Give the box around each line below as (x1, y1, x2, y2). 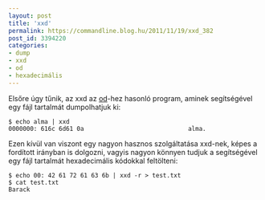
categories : (8, 42, 48, 50)
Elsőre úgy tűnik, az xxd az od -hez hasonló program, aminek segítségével (8, 93, 253, 103)
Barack (8, 186, 31, 194)
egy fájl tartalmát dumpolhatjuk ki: (8, 102, 121, 112)
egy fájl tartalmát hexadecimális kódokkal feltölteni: (8, 156, 178, 165)
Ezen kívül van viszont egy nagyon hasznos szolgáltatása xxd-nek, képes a (8, 138, 258, 149)
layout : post (8, 11, 52, 20)
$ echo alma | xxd (8, 117, 70, 125)
